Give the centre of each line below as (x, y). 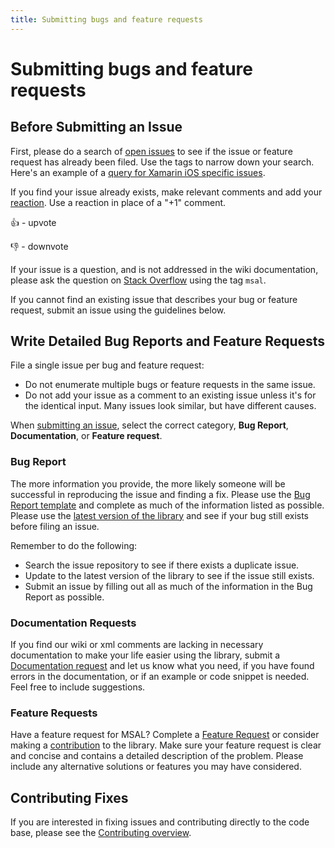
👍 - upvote (33, 222)
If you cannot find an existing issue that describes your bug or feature (154, 299)
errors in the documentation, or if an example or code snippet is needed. (160, 677)
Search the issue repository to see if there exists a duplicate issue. (162, 565)
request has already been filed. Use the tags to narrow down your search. (162, 162)
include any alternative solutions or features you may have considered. (156, 767)
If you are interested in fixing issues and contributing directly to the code (160, 822)
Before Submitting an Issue (96, 127)
